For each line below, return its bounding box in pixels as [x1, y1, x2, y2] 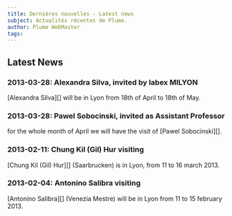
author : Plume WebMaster [7, 23, 80, 30]
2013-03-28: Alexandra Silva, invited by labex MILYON [7, 77, 198, 87]
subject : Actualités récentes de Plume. [7, 17, 128, 24]
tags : [7, 30, 23, 37]
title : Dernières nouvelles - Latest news [7, 10, 134, 18]
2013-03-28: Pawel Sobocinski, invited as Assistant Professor [7, 111, 225, 121]
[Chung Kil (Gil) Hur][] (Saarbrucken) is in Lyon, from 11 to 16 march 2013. [7, 160, 220, 169]
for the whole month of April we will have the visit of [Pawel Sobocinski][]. [7, 127, 222, 136]
